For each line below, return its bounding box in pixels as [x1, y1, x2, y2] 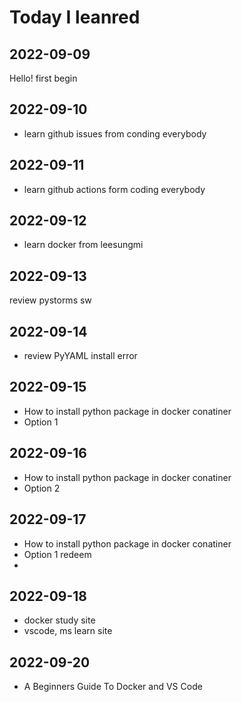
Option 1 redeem [23, 548, 92, 560]
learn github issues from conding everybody [23, 127, 207, 140]
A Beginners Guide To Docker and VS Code [23, 681, 203, 693]
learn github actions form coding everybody [23, 183, 206, 195]
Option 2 [23, 482, 61, 494]
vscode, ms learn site [23, 625, 113, 637]
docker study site [23, 614, 96, 626]
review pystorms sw [9, 294, 92, 306]
